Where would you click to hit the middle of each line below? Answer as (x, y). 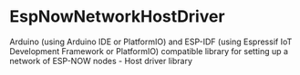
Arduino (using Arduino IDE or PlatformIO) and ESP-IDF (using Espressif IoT (151, 42)
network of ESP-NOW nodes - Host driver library (101, 61)
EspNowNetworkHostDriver (117, 17)
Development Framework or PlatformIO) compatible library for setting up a (149, 51)
